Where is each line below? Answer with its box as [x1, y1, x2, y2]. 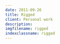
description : [5, 21, 33, 27]
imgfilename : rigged [5, 26, 49, 31]
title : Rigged [5, 12, 35, 17]
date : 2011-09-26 [5, 7, 42, 13]
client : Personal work [5, 17, 53, 22]
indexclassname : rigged [5, 31, 55, 36]
